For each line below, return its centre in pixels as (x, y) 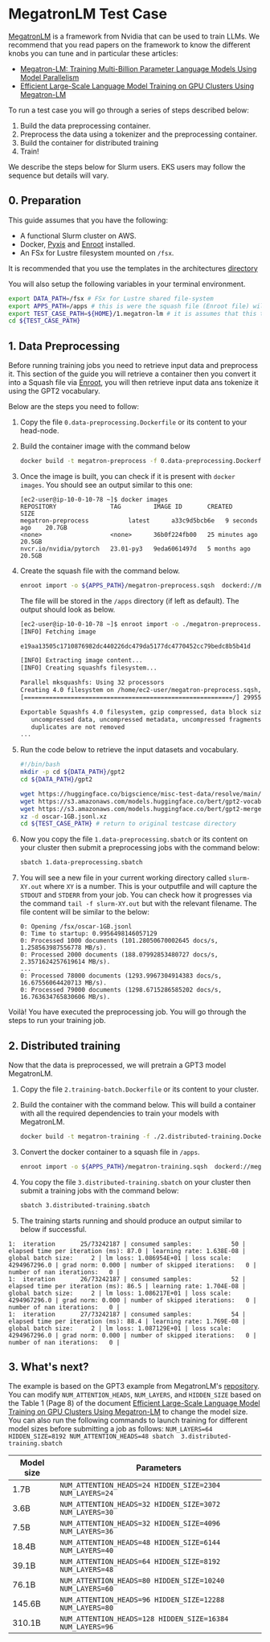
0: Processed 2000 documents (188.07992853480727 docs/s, (119, 955)
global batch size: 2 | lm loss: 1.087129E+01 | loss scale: (120, 1328)
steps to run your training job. (57, 1021)
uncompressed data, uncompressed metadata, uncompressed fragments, (148, 719)
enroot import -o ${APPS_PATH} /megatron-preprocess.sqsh (117, 585)
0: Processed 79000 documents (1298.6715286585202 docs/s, (121, 990)
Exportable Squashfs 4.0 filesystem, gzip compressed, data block (133, 712)
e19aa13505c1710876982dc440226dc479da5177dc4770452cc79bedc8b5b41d (135, 646)
